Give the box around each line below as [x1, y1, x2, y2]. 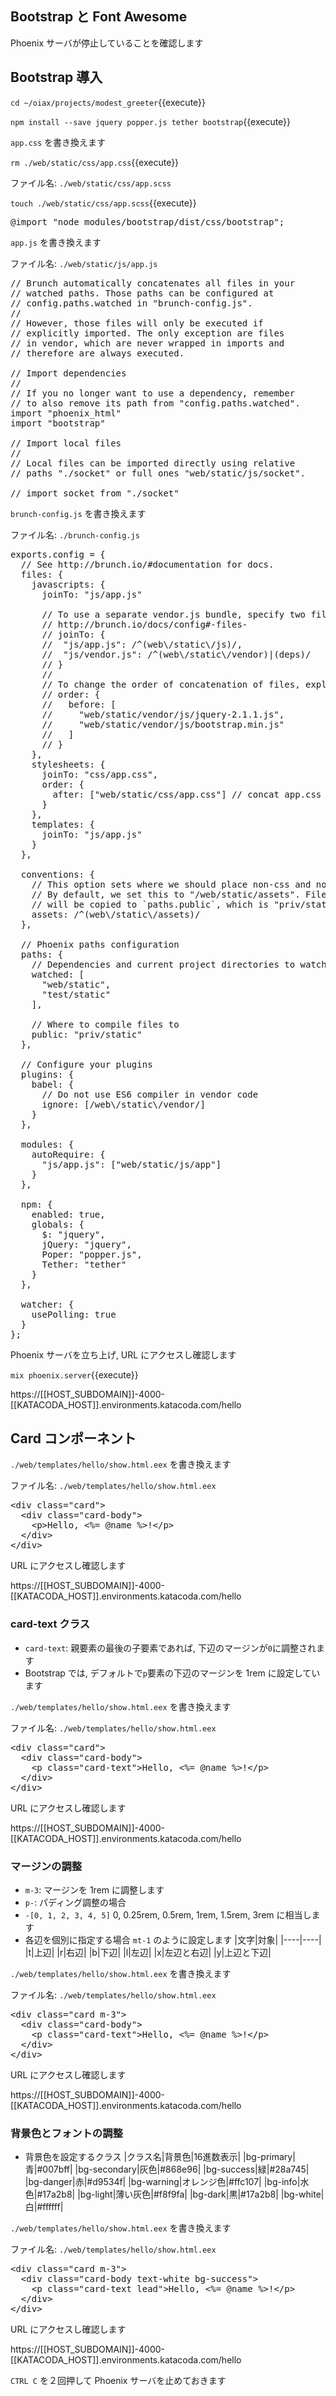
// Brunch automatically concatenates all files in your [10, 277, 296, 289]
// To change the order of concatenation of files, [41, 678, 301, 690]
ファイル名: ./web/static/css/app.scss [10, 177, 172, 189]
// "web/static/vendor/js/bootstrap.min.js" [41, 718, 285, 730]
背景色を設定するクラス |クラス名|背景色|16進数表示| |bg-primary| [24, 2151, 296, 2163]
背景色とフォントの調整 [10, 2126, 123, 2140]
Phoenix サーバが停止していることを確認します [10, 37, 204, 49]
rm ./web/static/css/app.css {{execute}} [10, 156, 180, 168]
